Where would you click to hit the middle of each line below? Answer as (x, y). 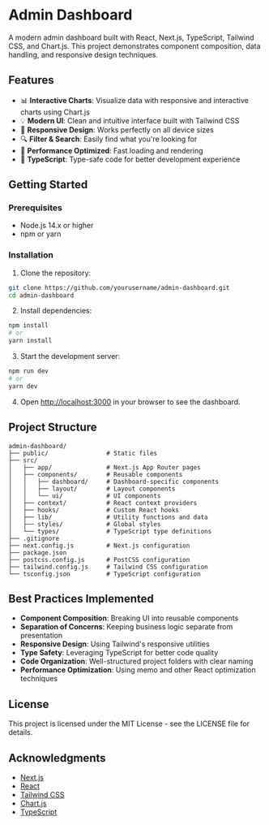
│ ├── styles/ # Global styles (85, 524)
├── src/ (23, 460)
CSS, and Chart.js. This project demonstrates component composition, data (134, 45)
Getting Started (48, 185)
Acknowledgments (58, 758)
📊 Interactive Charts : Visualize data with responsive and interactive (134, 100)
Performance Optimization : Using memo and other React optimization (138, 670)
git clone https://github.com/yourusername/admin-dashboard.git (119, 287)
